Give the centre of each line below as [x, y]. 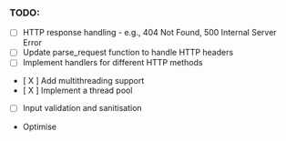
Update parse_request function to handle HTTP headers [128, 53]
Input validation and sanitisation [82, 108]
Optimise [40, 126]
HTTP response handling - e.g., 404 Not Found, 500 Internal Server [149, 33]
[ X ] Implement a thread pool [77, 91]
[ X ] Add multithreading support [83, 81]
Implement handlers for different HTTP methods [112, 63]
